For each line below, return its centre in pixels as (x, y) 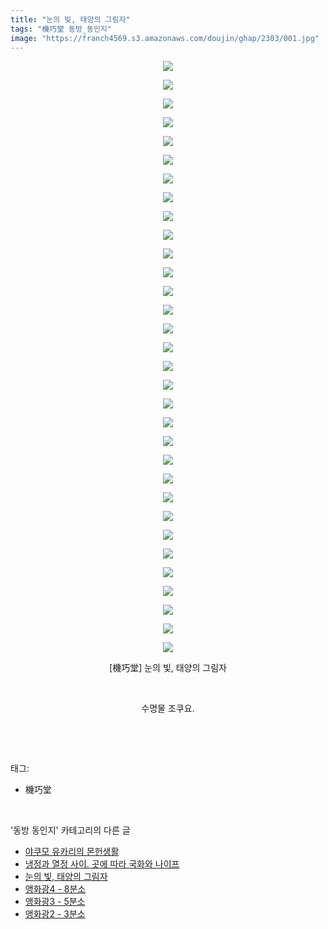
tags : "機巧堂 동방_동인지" (61, 29)
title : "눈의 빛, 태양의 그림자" (70, 19)
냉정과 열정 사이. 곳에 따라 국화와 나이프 (102, 864)
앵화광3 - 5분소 (55, 902)
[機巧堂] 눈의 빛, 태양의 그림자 (168, 668)
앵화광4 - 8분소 (55, 889)
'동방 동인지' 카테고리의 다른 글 (70, 830)
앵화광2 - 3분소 (55, 914)
